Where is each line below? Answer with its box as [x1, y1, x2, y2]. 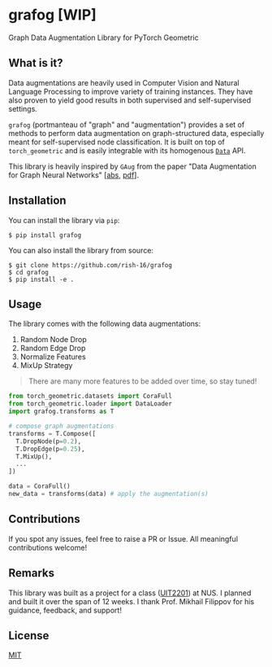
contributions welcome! [8, 542, 88, 552]
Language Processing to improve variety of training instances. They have [8, 86, 253, 96]
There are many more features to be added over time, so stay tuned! [28, 376, 257, 386]
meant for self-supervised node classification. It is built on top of [8, 137, 225, 147]
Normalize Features [19, 352, 87, 362]
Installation [8, 194, 67, 208]
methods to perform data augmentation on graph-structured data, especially [8, 128, 265, 138]
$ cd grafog [8, 268, 49, 276]
